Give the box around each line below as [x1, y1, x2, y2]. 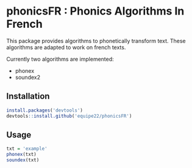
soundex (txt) [6, 157, 40, 163]
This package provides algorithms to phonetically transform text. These [6, 37, 186, 44]
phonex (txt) [6, 152, 37, 158]
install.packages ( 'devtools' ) [6, 107, 84, 113]
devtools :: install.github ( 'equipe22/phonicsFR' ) [6, 113, 132, 119]
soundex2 [15, 73, 41, 81]
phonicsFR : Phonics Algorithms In [6, 4, 185, 18]
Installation [6, 91, 50, 101]
